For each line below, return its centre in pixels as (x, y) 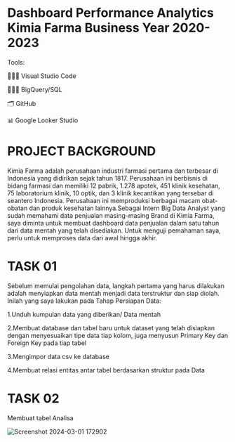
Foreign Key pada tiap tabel (47, 343)
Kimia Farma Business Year (88, 28)
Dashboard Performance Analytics (110, 13)
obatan (18, 208)
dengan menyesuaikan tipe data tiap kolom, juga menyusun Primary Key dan (118, 335)
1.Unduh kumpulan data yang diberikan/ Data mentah (84, 314)
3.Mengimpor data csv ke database (59, 356)
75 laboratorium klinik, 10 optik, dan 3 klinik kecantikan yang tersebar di (110, 193)
